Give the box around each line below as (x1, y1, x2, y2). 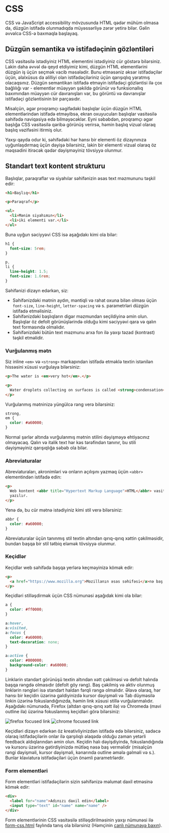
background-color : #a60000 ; (10, 662, 69, 668)
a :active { (5, 653, 28, 658)
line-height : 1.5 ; (10, 269, 49, 274)
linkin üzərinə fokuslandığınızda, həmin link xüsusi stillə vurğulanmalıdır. (5, 698, 154, 704)
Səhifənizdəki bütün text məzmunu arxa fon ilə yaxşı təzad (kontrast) (12, 329, 155, 335)
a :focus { (5, 630, 26, 635)
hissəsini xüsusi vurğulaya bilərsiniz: (5, 364, 80, 370)
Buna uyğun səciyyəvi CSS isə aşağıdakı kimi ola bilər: (5, 231, 118, 237)
